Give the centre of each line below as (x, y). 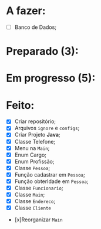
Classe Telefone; (35, 141)
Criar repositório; (35, 121)
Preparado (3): (42, 52)
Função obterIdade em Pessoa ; (51, 181)
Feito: (20, 105)
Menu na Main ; (32, 148)
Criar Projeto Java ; (37, 135)
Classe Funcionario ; (39, 188)
